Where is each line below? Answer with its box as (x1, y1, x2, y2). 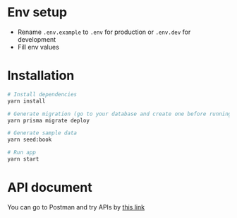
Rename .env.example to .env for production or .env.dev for (17, 28, 191, 36)
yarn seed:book (7, 136, 52, 144)
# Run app (7, 149, 37, 156)
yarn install (7, 97, 46, 105)
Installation (7, 68, 75, 84)
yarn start (7, 156, 39, 163)
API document (7, 180, 93, 195)
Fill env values (17, 42, 60, 51)
